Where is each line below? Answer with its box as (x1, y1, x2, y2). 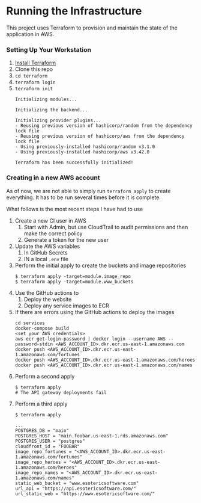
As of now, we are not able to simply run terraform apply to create (6, 187, 171, 194)
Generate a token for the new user (23, 236, 109, 243)
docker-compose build (14, 325, 69, 332)
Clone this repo (14, 66, 53, 73)
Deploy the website (23, 295, 72, 303)
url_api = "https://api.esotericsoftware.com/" (14, 486, 136, 492)
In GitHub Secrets (23, 248, 68, 256)
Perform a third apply (14, 400, 68, 407)
